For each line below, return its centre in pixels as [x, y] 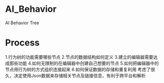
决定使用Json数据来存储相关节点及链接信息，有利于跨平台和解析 [80, 76]
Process [22, 43]
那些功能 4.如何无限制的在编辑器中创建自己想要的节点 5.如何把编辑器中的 [84, 63]
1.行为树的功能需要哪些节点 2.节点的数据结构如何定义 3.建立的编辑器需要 [79, 57]
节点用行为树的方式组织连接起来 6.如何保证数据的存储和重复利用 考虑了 [78, 69]
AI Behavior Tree [22, 23]
